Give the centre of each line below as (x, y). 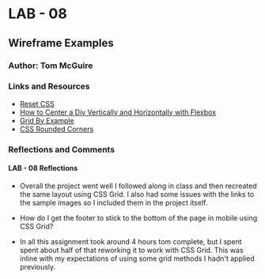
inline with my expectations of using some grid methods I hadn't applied (137, 258)
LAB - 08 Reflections (43, 168)
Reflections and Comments (62, 149)
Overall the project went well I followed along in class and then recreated (138, 186)
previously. (38, 266)
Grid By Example (47, 120)
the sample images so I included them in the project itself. (114, 202)
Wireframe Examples (61, 43)
